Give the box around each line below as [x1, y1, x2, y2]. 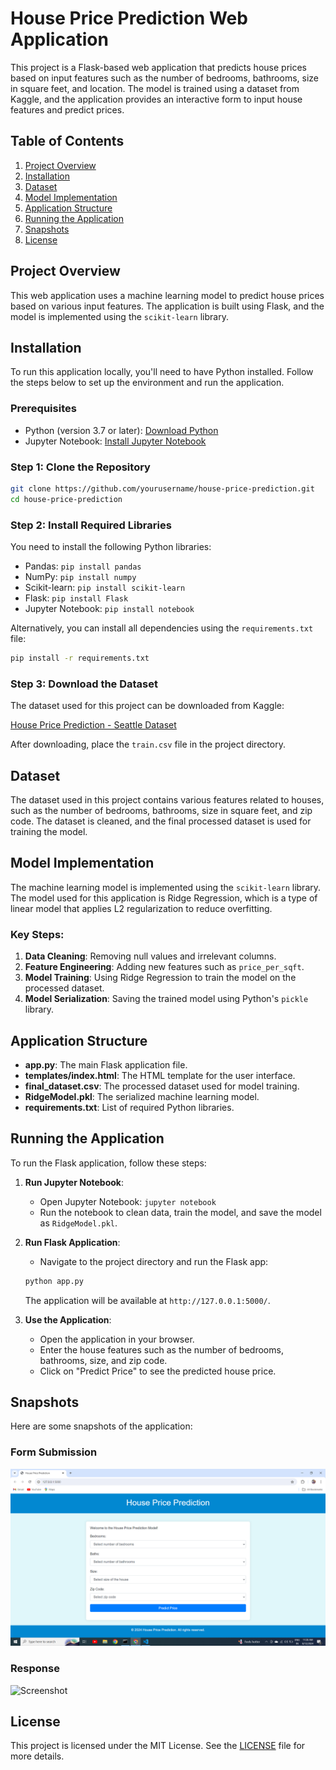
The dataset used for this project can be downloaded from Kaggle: [10, 700, 285, 712]
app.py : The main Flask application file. [24, 1058, 188, 1071]
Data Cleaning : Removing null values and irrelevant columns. [24, 950, 277, 962]
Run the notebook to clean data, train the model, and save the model [39, 1206, 322, 1218]
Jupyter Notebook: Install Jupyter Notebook [24, 435, 207, 447]
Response [10, 1662, 60, 1676]
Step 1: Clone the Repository [10, 460, 151, 474]
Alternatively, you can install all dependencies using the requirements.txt [10, 622, 314, 634]
